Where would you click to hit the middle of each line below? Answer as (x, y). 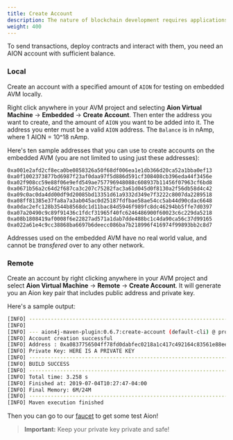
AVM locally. (25, 94)
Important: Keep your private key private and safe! (97, 430)
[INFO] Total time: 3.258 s (48, 377)
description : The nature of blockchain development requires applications (118, 20)
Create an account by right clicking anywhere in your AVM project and (107, 278)
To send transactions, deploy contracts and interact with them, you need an (115, 46)
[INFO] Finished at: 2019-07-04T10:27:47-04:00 (77, 383)
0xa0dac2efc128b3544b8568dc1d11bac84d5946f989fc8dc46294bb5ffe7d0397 (110, 206)
